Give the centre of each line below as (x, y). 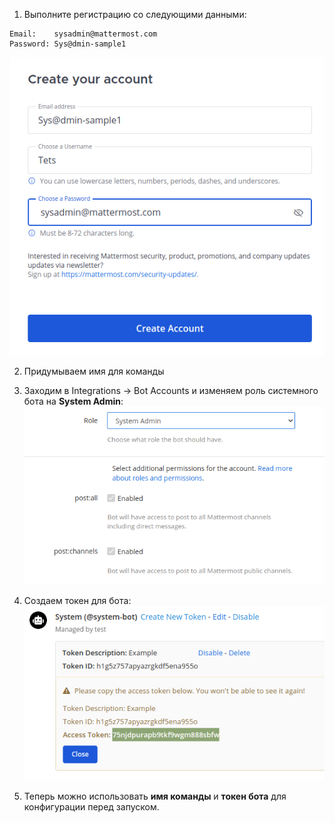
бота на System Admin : (73, 401)
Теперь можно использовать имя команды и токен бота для (155, 796)
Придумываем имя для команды (94, 371)
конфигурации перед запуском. (91, 806)
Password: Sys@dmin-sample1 (68, 44)
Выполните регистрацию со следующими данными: (135, 14)
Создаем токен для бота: (77, 601)
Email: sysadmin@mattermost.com (83, 34)
